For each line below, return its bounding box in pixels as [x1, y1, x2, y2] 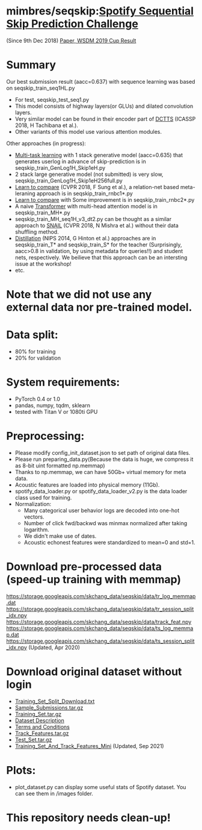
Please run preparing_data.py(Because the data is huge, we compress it [14, 455, 194, 463]
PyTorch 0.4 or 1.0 [14, 395, 61, 402]
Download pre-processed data [6, 560, 162, 573]
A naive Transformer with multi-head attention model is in [14, 202, 158, 210]
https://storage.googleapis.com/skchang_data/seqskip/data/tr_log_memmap [6, 592, 196, 600]
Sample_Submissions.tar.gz [14, 704, 84, 711]
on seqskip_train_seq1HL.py [6, 84, 75, 92]
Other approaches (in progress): [6, 140, 86, 147]
